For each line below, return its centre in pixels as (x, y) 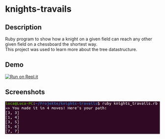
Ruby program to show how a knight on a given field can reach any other (79, 39)
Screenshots (25, 92)
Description (23, 27)
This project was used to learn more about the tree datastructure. (71, 49)
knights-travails (38, 9)
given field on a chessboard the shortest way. (51, 44)
